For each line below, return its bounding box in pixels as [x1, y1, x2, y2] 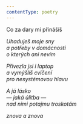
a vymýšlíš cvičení [6, 68, 53, 76]
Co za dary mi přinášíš [6, 26, 62, 33]
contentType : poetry [6, 9, 59, 15]
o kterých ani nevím [6, 50, 56, 58]
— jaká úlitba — [6, 93, 47, 101]
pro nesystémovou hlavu [6, 75, 68, 82]
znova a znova [6, 112, 44, 119]
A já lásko [6, 87, 32, 95]
